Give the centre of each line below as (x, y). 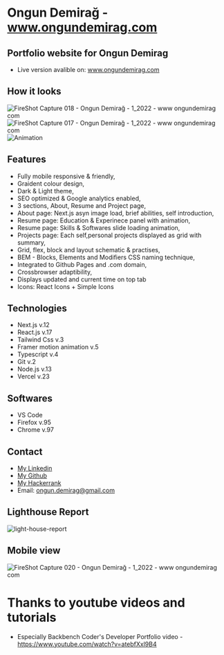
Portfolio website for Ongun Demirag (88, 53)
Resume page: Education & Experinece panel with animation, (104, 220)
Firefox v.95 (34, 422)
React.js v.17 (35, 332)
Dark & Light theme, (45, 191)
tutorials (32, 617)
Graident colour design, (51, 183)
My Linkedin (35, 469)
